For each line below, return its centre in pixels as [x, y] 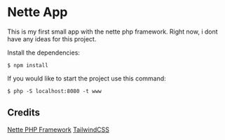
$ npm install [28, 65]
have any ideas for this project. [52, 38]
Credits [24, 113]
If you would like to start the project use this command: [87, 78]
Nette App [37, 12]
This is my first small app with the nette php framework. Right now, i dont [113, 31]
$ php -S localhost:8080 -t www [54, 91]
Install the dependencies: [44, 52]
